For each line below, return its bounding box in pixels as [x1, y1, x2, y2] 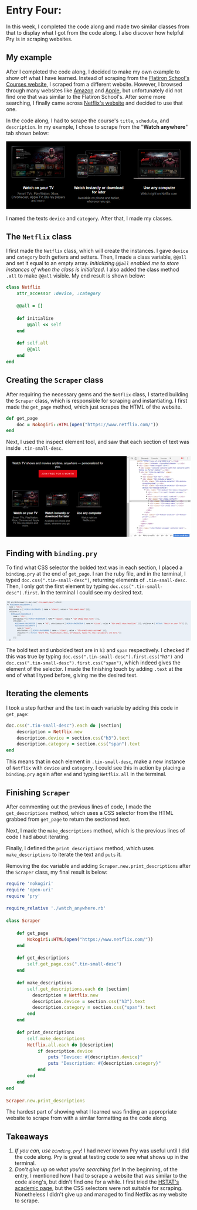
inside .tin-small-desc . [6, 444, 63, 452]
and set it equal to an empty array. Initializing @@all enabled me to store [6, 260, 179, 267]
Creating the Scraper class [6, 375, 104, 385]
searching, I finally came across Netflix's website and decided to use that [6, 99, 183, 106]
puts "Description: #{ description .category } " [47, 1061, 161, 1067]
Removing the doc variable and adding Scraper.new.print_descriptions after [6, 862, 191, 869]
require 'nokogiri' [6, 880, 54, 887]
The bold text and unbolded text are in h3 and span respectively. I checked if [6, 646, 189, 653]
